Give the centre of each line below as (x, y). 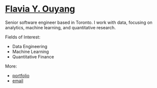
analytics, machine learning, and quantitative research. (61, 27)
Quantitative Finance (33, 56)
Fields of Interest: (23, 37)
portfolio (21, 75)
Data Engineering (30, 46)
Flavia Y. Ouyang (40, 9)
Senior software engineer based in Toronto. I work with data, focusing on (79, 22)
